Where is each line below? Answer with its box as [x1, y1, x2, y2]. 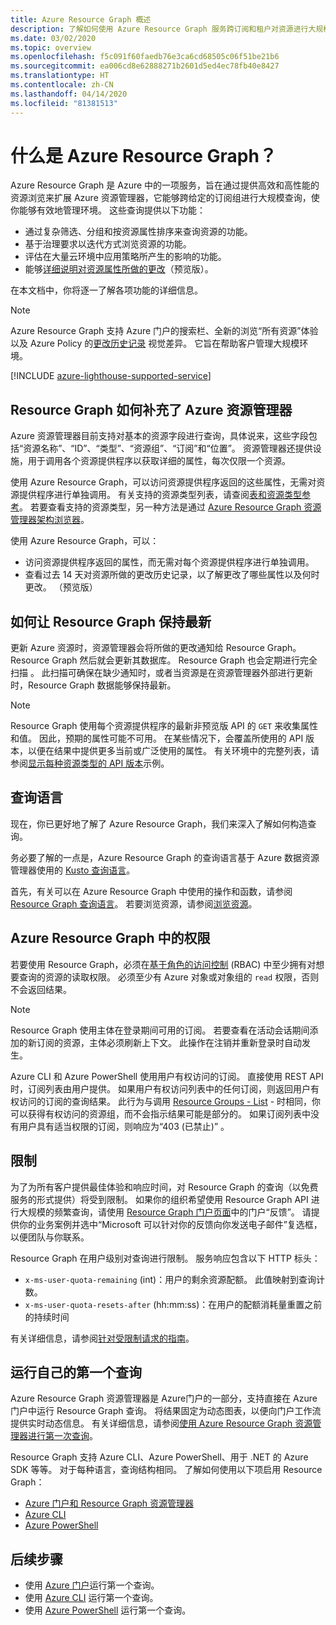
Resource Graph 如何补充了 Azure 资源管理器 [10, 401, 293, 418]
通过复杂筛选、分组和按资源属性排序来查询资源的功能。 [24, 226, 253, 238]
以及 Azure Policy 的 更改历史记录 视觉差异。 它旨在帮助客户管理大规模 [10, 337, 300, 350]
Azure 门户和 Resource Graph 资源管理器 [24, 1497, 195, 1510]
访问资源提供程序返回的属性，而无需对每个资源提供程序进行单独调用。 [24, 556, 315, 568]
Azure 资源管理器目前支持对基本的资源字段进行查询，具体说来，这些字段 [10, 430, 309, 442]
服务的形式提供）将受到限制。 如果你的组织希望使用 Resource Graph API [10, 1193, 309, 1205]
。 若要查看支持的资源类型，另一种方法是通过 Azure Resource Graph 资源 [19, 501, 322, 513]
